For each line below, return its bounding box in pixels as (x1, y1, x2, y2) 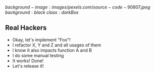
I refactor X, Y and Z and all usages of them (12, 42, 102, 48)
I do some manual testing (12, 52, 64, 58)
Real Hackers (5, 24, 47, 32)
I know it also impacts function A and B (12, 47, 92, 53)
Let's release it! (12, 63, 44, 69)
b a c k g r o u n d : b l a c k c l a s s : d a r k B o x (5, 9, 79, 15)
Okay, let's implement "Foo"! (12, 36, 71, 42)
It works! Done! (12, 58, 44, 64)
